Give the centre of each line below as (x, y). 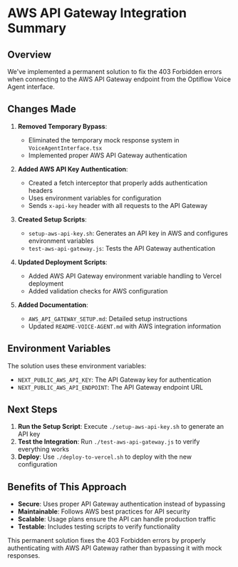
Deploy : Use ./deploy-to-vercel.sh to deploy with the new (105, 457)
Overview (30, 54)
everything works (43, 449)
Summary (37, 28)
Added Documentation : (53, 305)
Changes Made (42, 109)
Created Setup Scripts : (52, 219)
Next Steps (32, 410)
